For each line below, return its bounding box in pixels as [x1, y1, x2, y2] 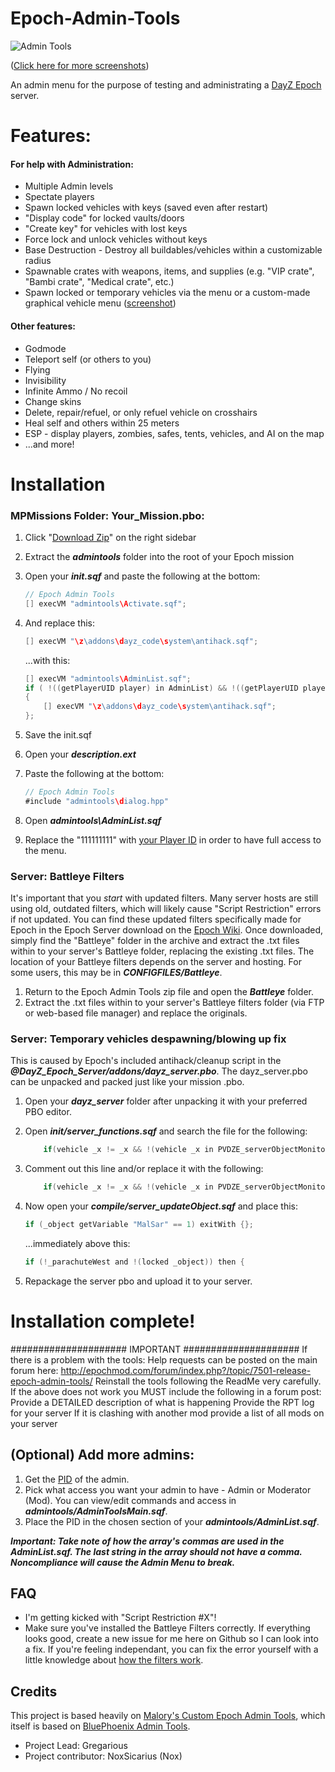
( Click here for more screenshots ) [10, 59, 150, 71]
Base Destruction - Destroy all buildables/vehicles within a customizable [24, 244, 323, 256]
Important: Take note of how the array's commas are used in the [10, 1535, 285, 1547]
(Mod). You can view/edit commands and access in [24, 1494, 237, 1506]
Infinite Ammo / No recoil [24, 385, 128, 397]
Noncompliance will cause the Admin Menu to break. [10, 1556, 236, 1568]
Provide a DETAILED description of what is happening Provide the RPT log [10, 1396, 315, 1408]
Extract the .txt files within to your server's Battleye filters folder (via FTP [24, 997, 325, 1009]
